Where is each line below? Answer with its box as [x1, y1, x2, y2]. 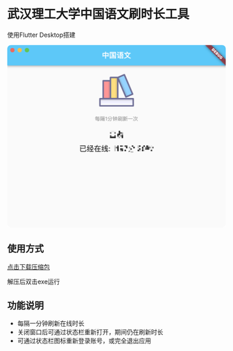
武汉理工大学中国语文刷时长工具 [7, 6, 190, 22]
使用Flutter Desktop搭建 [7, 31, 76, 39]
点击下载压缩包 [7, 262, 50, 271]
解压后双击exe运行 [7, 277, 60, 286]
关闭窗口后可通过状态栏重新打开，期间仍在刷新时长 [17, 328, 164, 336]
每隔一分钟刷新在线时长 [17, 319, 85, 327]
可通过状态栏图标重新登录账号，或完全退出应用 [17, 336, 151, 345]
